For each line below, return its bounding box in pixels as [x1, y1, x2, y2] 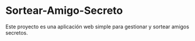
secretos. [5, 29, 29, 36]
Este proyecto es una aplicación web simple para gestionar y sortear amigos [5, 23, 189, 30]
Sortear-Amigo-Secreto [5, 4, 123, 17]
